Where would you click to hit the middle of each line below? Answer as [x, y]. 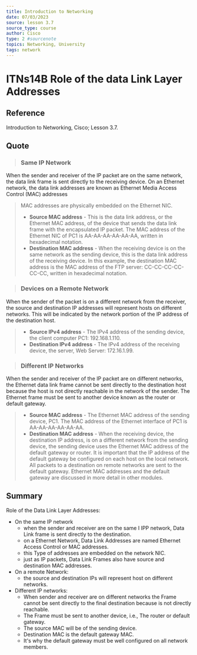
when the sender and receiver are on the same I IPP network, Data [104, 528]
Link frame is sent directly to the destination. [77, 534]
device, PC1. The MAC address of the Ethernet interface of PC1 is [108, 421]
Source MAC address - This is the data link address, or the [101, 217]
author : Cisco [24, 34]
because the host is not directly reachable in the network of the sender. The [98, 391]
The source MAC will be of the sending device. [80, 628]
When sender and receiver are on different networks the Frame [100, 597]
